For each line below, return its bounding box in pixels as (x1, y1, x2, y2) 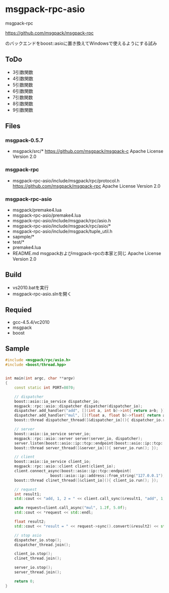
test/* (12, 239, 25, 245)
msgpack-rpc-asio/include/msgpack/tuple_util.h (12, 228, 113, 234)
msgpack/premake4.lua (12, 207, 62, 213)
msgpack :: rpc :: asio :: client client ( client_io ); (14, 464, 116, 469)
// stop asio (14, 533, 42, 538)
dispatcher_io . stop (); (14, 537, 62, 543)
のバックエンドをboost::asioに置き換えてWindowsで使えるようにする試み (5, 40, 157, 46)
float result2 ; (14, 519, 46, 524)
